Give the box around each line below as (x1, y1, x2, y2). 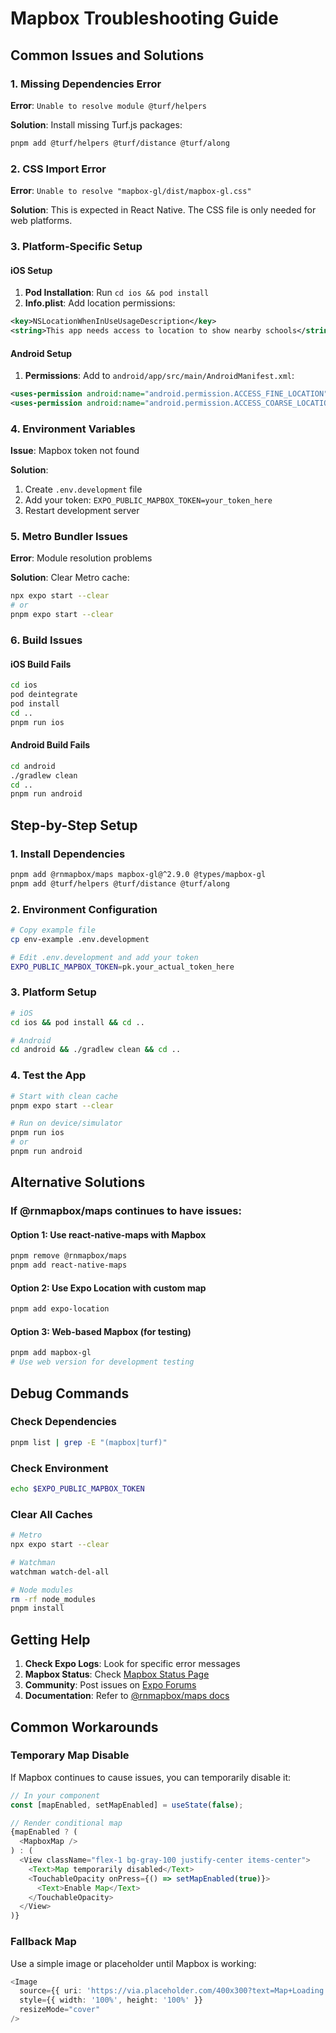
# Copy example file (10, 925, 97, 936)
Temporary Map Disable (10, 1748, 130, 1762)
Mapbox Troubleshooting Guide (10, 7, 279, 30)
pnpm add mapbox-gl (10, 1348, 92, 1358)
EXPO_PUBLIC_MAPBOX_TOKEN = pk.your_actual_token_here (10, 962, 235, 972)
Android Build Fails (10, 739, 91, 751)
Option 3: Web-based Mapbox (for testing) (10, 1325, 192, 1337)
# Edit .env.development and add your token (10, 952, 199, 962)
